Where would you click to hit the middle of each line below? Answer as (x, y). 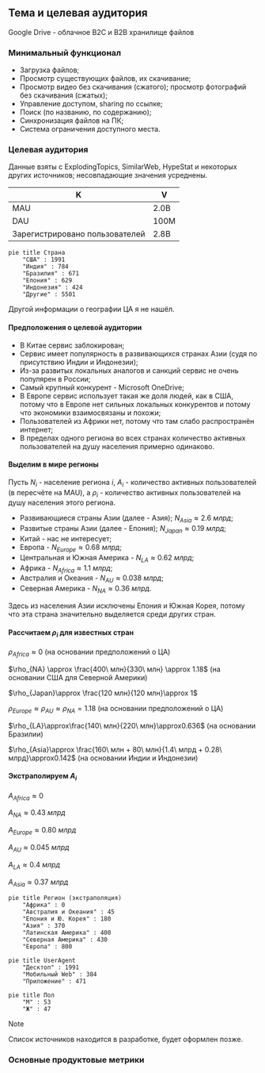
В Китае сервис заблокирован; (72, 345)
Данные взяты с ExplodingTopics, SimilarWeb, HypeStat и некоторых (123, 167)
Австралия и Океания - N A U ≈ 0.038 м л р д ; (91, 579)
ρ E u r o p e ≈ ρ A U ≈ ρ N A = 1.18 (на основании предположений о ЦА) (116, 709)
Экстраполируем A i (43, 777)
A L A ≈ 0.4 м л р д (34, 865)
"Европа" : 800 (47, 947)
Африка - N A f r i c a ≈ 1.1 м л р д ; (66, 569)
